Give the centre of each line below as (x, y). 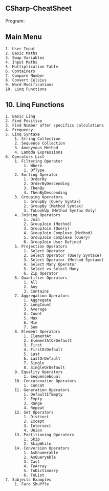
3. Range (33, 404)
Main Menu (24, 37)
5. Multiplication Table (32, 67)
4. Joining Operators (37, 215)
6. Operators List (25, 157)
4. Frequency (19, 130)
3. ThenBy (34, 188)
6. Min (31, 323)
